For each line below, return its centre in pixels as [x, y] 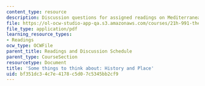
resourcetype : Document [37, 62]
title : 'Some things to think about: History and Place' [80, 68]
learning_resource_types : [39, 35]
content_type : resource [37, 12]
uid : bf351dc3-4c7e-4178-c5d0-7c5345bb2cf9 [63, 74]
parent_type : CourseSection [42, 57]
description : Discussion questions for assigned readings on [86, 18]
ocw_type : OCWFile [30, 46]
